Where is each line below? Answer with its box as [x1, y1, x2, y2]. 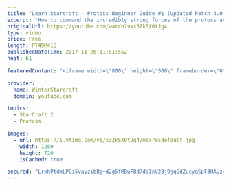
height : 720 [19, 149, 54, 156]
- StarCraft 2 [13, 112, 54, 118]
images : [7, 130, 30, 137]
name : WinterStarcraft [13, 86, 78, 93]
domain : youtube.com [13, 92, 72, 100]
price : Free [7, 36, 41, 43]
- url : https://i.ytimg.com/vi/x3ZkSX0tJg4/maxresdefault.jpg [13, 136, 195, 143]
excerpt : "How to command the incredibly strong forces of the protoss [7, 17, 217, 23]
